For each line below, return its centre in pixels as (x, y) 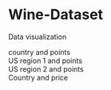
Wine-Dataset (56, 15)
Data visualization (38, 37)
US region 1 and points (45, 61)
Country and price (38, 77)
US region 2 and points (46, 68)
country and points (39, 52)
